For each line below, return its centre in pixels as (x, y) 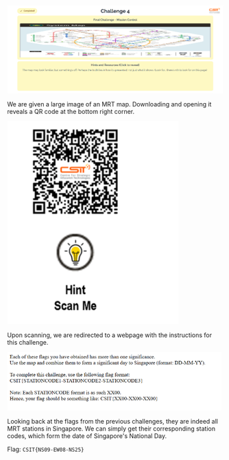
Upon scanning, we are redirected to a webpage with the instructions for (110, 335)
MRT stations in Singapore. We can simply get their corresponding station (111, 428)
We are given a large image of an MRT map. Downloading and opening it (109, 104)
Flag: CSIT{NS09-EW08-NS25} (46, 449)
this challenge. (28, 342)
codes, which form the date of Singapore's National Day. (87, 436)
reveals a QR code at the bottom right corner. (71, 112)
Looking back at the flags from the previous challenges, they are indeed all (112, 421)
